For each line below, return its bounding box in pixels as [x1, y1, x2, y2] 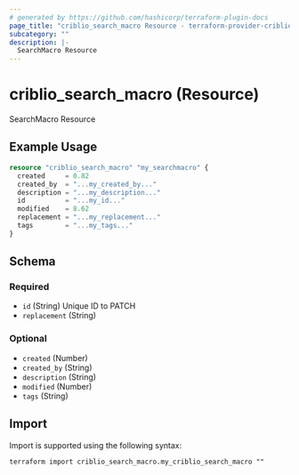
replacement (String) [21, 310, 96, 321]
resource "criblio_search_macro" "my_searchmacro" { [9, 163, 209, 172]
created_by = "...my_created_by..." [17, 180, 158, 189]
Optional [9, 333, 47, 345]
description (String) [21, 371, 96, 382]
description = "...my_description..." [17, 188, 162, 197]
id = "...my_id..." [17, 197, 125, 205]
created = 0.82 [17, 171, 90, 181]
